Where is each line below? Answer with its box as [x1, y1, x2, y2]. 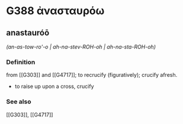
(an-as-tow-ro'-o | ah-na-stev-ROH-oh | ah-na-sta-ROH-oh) [6, 43, 156, 50]
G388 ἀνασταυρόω [6, 4, 105, 18]
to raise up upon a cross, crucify [14, 83, 94, 90]
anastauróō [6, 28, 50, 38]
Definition [6, 58, 36, 66]
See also [6, 97, 31, 106]
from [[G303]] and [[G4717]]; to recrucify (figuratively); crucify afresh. [6, 71, 178, 79]
